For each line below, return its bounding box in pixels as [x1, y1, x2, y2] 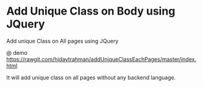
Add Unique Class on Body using [6, 4, 176, 18]
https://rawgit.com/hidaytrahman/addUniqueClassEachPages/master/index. [6, 55, 197, 63]
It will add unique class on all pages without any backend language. [6, 74, 176, 81]
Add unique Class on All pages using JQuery [6, 37, 119, 44]
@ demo [6, 49, 27, 56]
